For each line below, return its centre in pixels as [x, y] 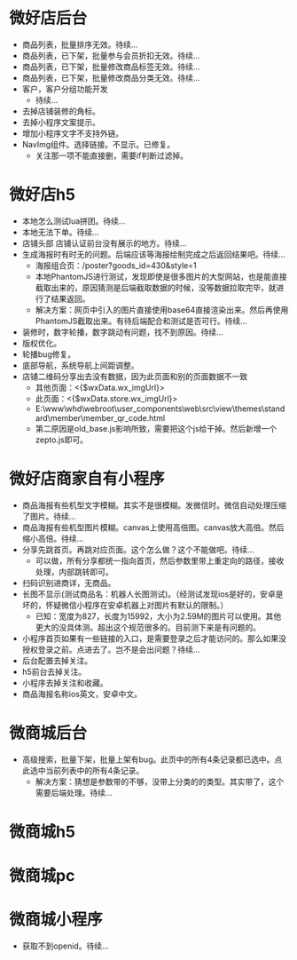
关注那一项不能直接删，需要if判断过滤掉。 [112, 155]
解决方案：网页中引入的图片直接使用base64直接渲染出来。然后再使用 [162, 309]
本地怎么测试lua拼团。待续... [74, 221]
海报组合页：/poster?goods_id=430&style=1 [116, 265]
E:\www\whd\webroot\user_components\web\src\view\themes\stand [160, 409]
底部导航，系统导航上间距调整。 [80, 365]
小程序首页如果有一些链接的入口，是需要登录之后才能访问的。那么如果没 [154, 638]
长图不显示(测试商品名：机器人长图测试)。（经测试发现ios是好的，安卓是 [152, 594]
